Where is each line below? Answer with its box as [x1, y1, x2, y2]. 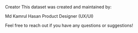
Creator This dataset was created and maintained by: [5, 4, 112, 10]
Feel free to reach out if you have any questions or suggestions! [5, 22, 133, 28]
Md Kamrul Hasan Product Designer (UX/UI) [5, 13, 94, 19]
